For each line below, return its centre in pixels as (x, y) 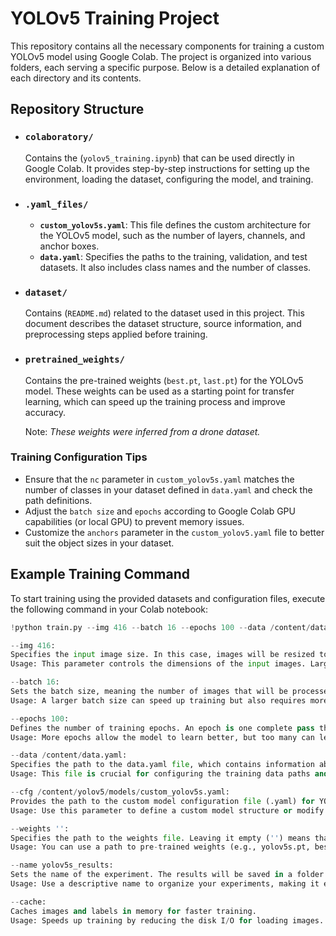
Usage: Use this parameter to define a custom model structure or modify (167, 810)
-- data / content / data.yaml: (69, 755)
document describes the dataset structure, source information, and (163, 324)
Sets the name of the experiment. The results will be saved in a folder (167, 875)
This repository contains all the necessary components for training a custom (167, 46)
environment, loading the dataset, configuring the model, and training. (169, 179)
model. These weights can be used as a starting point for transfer (159, 391)
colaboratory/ (59, 137)
